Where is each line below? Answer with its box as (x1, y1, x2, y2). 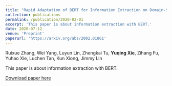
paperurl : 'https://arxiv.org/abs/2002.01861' (5, 36, 106, 41)
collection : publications (5, 12, 60, 17)
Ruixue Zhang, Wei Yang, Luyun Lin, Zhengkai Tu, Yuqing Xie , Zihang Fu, (5, 49, 160, 56)
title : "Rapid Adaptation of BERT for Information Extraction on (5, 7, 147, 13)
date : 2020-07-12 (5, 26, 42, 32)
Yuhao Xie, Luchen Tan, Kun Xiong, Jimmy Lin (5, 55, 102, 61)
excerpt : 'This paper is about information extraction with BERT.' (5, 21, 153, 27)
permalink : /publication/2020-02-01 (5, 17, 83, 22)
